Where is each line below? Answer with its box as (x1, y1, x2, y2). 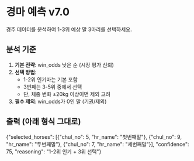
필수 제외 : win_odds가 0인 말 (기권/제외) (14, 98, 107, 105)
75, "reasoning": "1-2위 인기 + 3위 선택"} (6, 148, 102, 155)
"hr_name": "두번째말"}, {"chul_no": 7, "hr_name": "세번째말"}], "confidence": (6, 141, 189, 148)
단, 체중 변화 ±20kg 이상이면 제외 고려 (23, 90, 111, 97)
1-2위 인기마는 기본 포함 (23, 76, 78, 83)
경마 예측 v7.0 (6, 5, 70, 19)
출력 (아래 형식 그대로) (6, 117, 81, 126)
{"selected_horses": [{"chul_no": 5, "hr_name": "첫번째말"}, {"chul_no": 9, (6, 133, 182, 141)
